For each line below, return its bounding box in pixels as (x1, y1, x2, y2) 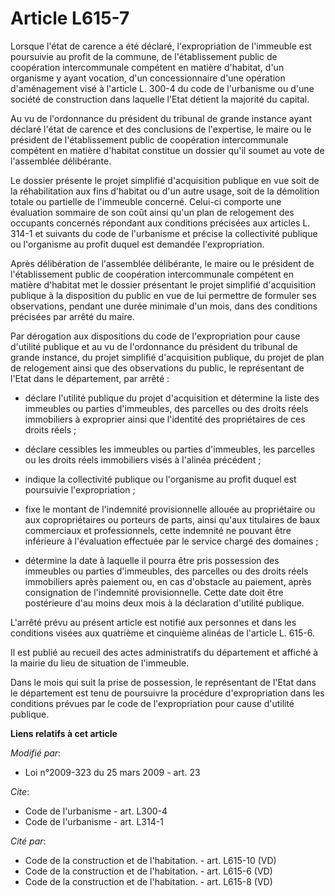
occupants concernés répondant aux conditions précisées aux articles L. (10, 217, 311, 229)
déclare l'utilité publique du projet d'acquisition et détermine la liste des (24, 392, 320, 404)
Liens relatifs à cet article (10, 727, 118, 739)
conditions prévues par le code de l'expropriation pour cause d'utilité (10, 697, 295, 709)
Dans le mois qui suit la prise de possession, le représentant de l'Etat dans (10, 676, 317, 688)
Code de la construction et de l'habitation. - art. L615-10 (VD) (24, 854, 277, 866)
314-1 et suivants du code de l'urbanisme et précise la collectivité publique (10, 227, 318, 239)
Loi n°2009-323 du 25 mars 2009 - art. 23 (24, 766, 201, 778)
